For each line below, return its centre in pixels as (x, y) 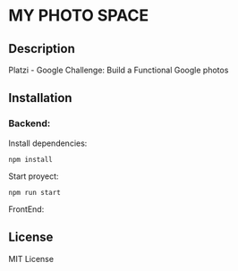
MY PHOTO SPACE (79, 16)
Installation (40, 98)
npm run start (35, 192)
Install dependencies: (48, 143)
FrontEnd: (26, 209)
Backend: (30, 123)
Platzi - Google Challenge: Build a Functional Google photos (119, 70)
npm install (30, 159)
